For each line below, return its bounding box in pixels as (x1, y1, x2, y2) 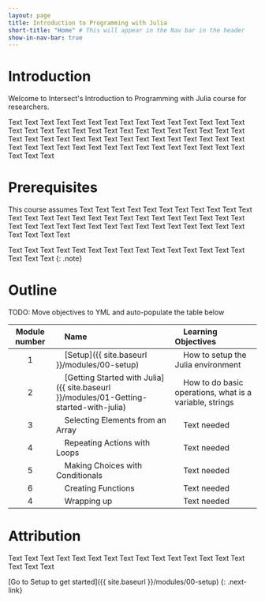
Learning (183, 326, 218, 337)
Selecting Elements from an (64, 415, 167, 426)
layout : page (8, 11, 51, 20)
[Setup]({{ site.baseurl (64, 349, 147, 360)
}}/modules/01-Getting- (55, 392, 147, 403)
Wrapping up (64, 495, 113, 506)
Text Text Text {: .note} (8, 254, 83, 263)
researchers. (8, 102, 50, 111)
